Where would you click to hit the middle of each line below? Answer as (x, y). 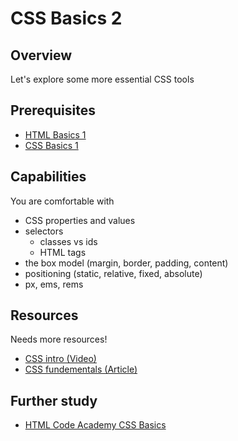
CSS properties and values (80, 220)
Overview (41, 55)
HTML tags (63, 252)
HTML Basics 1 (55, 134)
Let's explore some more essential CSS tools (102, 79)
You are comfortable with (62, 201)
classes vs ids (68, 241)
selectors (44, 231)
